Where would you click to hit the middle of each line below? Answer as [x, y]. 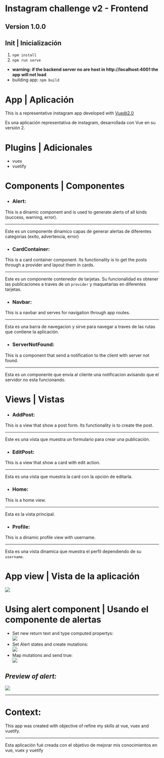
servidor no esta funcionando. [35, 380]
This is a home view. [26, 500]
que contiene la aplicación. [32, 332]
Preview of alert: [31, 677]
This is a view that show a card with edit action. [53, 463]
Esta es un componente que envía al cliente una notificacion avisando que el [82, 374]
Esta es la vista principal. [30, 514]
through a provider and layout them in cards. [50, 265]
